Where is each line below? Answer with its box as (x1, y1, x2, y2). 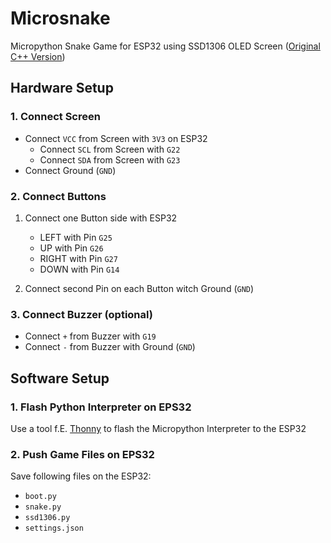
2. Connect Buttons (10, 189, 107, 203)
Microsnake (10, 7, 111, 30)
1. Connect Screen (10, 110, 101, 124)
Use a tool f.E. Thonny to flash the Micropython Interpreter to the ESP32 (10, 422, 307, 434)
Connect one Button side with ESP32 (24, 212, 178, 224)
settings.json (24, 523, 84, 534)
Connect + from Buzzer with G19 (24, 330, 157, 342)
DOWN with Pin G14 (39, 263, 120, 275)
